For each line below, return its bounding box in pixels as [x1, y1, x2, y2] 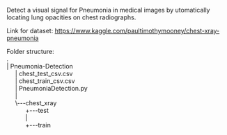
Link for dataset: [6, 27, 54, 35]
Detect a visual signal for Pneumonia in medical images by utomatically [6, 6, 210, 14]
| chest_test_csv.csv [15, 69, 73, 78]
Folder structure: [6, 48, 55, 55]
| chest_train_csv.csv [15, 77, 75, 85]
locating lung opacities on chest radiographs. [6, 13, 136, 21]
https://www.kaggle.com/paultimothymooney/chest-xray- [54, 27, 220, 35]
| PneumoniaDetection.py [15, 84, 88, 92]
